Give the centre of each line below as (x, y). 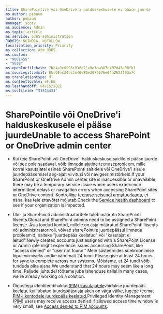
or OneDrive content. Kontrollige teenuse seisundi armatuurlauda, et (80, 195)
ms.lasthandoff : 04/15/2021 (34, 86)
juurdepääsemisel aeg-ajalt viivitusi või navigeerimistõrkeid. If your (78, 174)
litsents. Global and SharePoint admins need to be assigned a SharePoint (84, 220)
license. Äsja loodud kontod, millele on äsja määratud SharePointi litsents (85, 225)
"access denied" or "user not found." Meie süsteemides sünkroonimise (83, 251)
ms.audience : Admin (25, 28)
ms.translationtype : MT (30, 77)
